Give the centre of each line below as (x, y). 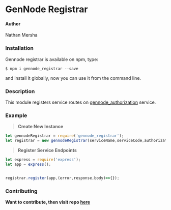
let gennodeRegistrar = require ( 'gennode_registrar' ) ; (65, 136)
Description (20, 91)
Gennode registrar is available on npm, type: (52, 59)
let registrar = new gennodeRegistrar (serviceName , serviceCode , (75, 141)
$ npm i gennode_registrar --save (42, 69)
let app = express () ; (28, 164)
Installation (20, 48)
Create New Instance (40, 127)
